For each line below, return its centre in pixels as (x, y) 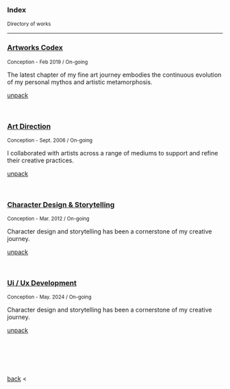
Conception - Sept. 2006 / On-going (50, 140)
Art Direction (29, 126)
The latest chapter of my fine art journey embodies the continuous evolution (114, 75)
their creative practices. (40, 160)
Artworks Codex (35, 48)
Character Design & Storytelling (61, 204)
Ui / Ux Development (42, 283)
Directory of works (29, 24)
